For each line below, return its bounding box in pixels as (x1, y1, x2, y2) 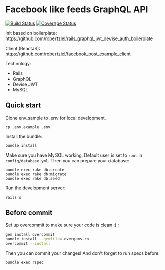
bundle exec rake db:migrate (5, 171, 67, 177)
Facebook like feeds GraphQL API (5, 4, 148, 15)
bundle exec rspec (5, 260, 44, 265)
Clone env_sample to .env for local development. (5, 114, 106, 121)
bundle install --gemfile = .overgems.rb (5, 237, 89, 242)
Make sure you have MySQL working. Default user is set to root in (5, 152, 143, 158)
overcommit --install (5, 241, 51, 246)
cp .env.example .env (5, 124, 51, 130)
